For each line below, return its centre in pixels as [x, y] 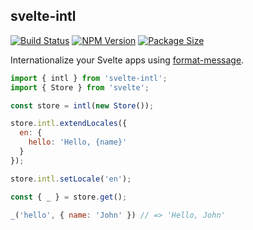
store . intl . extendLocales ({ [69, 124]
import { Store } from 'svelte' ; [80, 87]
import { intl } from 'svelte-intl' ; [89, 78]
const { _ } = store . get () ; [69, 197]
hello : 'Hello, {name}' [78, 142]
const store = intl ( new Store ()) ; [82, 105]
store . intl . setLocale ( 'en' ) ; [71, 179]
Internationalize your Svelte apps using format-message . [127, 60]
